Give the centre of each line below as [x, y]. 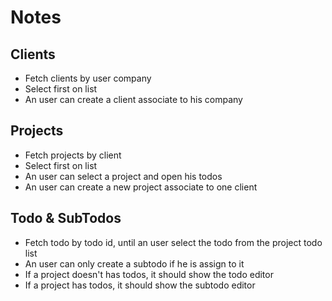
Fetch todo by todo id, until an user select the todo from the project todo [173, 242]
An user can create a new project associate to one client [141, 187]
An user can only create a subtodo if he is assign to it [134, 263]
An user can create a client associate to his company [133, 99]
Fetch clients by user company [88, 78]
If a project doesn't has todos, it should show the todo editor [149, 274]
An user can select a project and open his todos [123, 176]
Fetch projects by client [73, 155]
